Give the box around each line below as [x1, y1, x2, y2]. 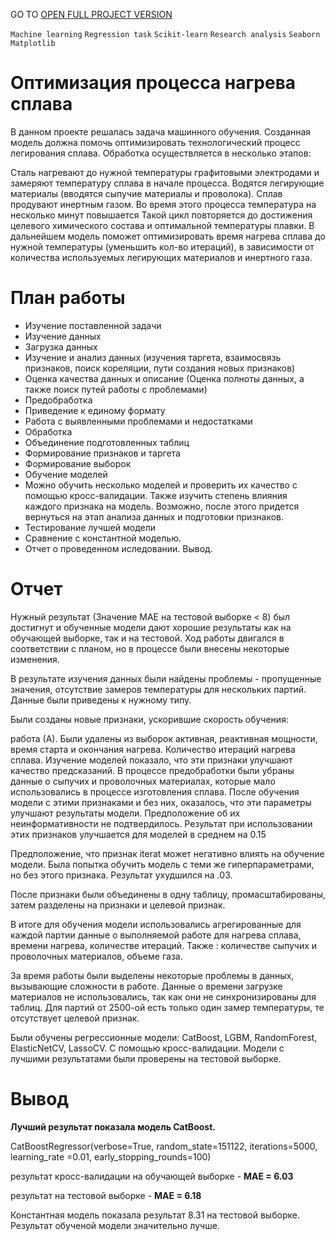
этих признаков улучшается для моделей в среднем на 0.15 [10, 828, 267, 840]
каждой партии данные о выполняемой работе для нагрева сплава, [10, 929, 302, 941]
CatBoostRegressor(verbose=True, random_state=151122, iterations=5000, [10, 1140, 318, 1152]
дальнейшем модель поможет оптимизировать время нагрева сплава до [10, 230, 326, 242]
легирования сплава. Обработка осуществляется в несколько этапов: [10, 147, 312, 159]
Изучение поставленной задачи [24, 319, 162, 331]
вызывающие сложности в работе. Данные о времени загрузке [10, 980, 283, 992]
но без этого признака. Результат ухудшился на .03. [10, 869, 233, 881]
